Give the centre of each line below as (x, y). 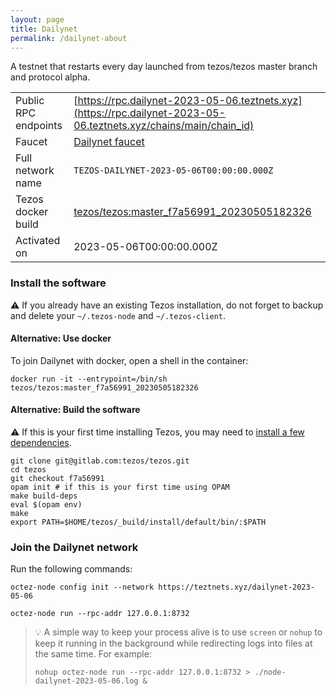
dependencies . (41, 443)
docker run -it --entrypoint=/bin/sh (89, 379)
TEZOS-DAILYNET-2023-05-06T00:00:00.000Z (173, 170)
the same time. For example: (93, 654)
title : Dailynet (44, 29)
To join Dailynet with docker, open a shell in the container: (129, 360)
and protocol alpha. (50, 77)
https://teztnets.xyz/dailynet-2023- (236, 587)
